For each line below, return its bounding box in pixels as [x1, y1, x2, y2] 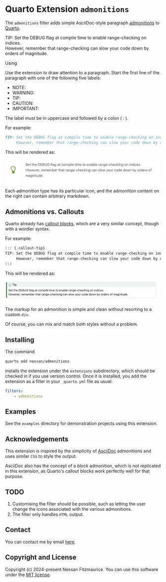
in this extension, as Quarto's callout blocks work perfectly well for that [5, 468, 150, 474]
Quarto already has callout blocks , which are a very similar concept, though [5, 221, 159, 227]
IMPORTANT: [12, 105, 40, 111]
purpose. [5, 474, 24, 480]
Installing [5, 336, 35, 344]
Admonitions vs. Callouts [5, 207, 84, 216]
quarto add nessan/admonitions [5, 359, 70, 364]
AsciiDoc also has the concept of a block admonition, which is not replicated [5, 463, 161, 469]
